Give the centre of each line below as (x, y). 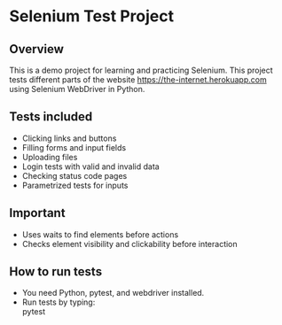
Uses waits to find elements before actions (100, 234)
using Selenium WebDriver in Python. (77, 89)
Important (37, 213)
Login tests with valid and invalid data (90, 166)
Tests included (51, 117)
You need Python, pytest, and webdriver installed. (113, 293)
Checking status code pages (74, 175)
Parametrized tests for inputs (75, 185)
